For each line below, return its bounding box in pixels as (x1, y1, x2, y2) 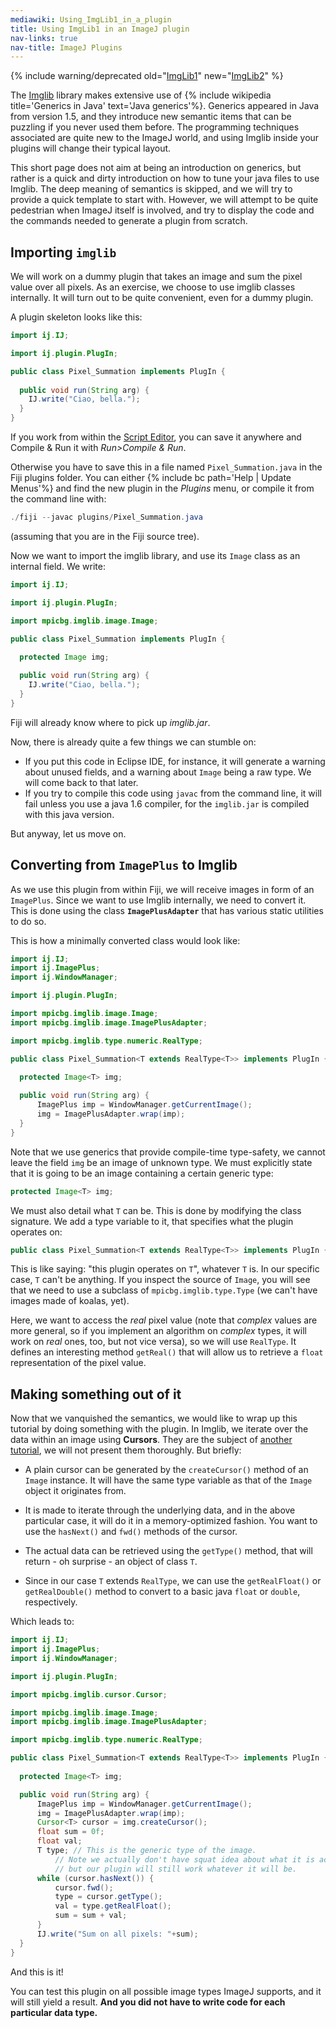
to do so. (10, 915, 47, 927)
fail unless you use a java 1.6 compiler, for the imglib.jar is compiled (24, 797, 310, 810)
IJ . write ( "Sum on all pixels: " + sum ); (36, 1929, 199, 1939)
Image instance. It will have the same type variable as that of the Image (24, 1474, 313, 1486)
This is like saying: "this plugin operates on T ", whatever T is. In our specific (10, 1263, 320, 1275)
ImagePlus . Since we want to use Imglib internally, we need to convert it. (10, 894, 307, 906)
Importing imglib (10, 244, 117, 261)
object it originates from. (24, 1485, 127, 1497)
